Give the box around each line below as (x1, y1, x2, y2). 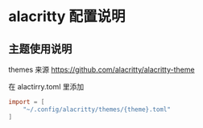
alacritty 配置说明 (8, 7, 126, 26)
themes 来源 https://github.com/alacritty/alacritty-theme (8, 65, 195, 74)
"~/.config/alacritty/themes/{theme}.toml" (23, 105, 172, 114)
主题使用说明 (8, 42, 72, 56)
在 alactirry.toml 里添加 (8, 82, 85, 91)
